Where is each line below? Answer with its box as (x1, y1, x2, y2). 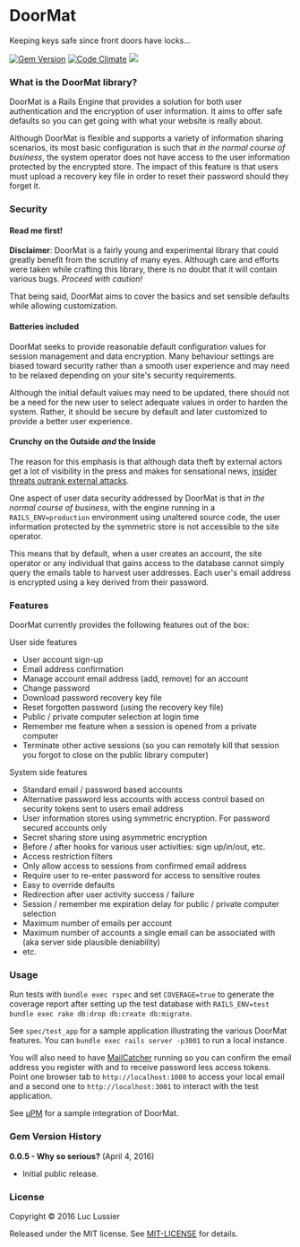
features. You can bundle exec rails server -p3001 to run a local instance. (9, 1035, 287, 1046)
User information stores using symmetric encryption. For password (21, 813, 270, 824)
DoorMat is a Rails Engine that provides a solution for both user (9, 96, 243, 108)
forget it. (9, 180, 41, 191)
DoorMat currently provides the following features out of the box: (9, 620, 250, 631)
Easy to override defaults (21, 880, 116, 891)
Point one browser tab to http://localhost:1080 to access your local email (9, 1071, 285, 1082)
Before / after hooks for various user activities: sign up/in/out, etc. (21, 842, 266, 852)
